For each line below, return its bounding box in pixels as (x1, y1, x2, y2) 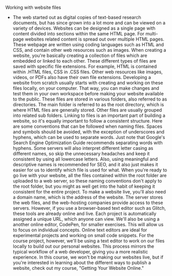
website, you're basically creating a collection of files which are (12, 52, 147, 58)
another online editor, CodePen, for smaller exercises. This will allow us (12, 222, 164, 227)
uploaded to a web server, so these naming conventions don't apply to (12, 178, 162, 184)
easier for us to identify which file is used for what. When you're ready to (12, 167, 167, 173)
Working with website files (5, 5, 62, 10)
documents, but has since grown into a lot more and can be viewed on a (12, 20, 166, 26)
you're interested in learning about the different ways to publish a (12, 260, 151, 266)
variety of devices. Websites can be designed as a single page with (12, 25, 156, 31)
